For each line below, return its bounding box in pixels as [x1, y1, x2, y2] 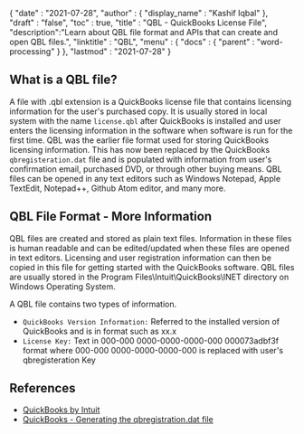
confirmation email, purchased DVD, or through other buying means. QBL [9, 163, 282, 175]
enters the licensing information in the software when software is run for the [9, 125, 293, 136]
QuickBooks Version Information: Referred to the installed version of [22, 316, 280, 326]
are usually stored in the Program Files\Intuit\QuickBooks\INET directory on [9, 271, 290, 282]
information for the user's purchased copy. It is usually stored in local [9, 106, 268, 117]
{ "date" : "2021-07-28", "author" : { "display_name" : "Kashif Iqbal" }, [9, 8, 269, 18]
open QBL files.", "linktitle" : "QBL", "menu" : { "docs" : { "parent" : [9, 36, 255, 47]
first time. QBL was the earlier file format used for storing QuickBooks [9, 135, 270, 146]
